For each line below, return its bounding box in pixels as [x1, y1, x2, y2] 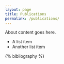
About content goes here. [5, 30, 56, 35]
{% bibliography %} [5, 53, 45, 59]
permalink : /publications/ [5, 16, 60, 21]
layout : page [5, 7, 32, 12]
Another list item [12, 44, 45, 50]
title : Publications [5, 12, 47, 16]
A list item [12, 39, 32, 45]
